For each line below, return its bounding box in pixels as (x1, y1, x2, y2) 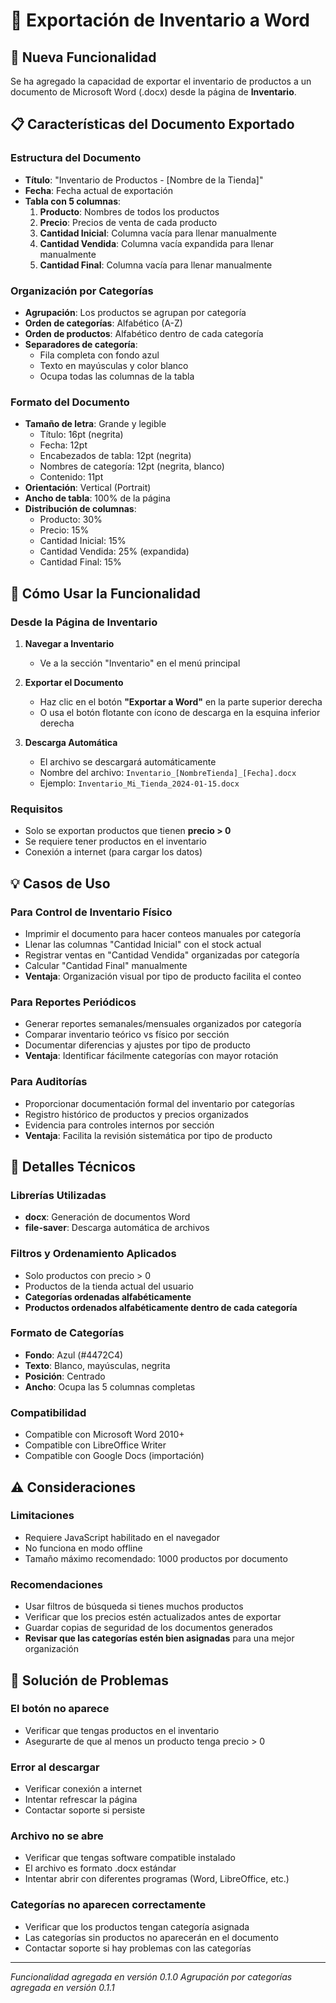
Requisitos (10, 802, 63, 816)
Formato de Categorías (10, 1326, 125, 1340)
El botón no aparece (10, 1702, 110, 1716)
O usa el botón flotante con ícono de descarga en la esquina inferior (39, 706, 321, 718)
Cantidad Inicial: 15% (39, 535, 127, 547)
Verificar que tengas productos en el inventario (24, 1724, 220, 1736)
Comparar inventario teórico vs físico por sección (24, 1029, 230, 1041)
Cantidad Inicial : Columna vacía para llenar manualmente (39, 227, 277, 239)
